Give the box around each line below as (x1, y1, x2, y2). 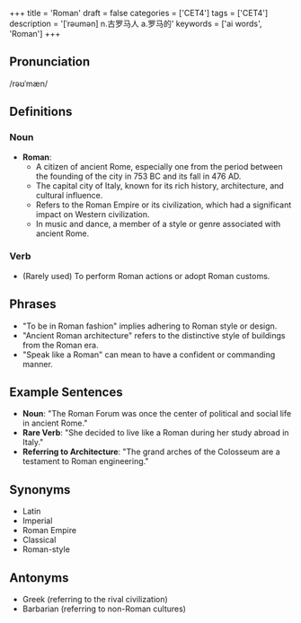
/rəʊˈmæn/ (9, 78, 48, 89)
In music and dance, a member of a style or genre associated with (35, 218, 281, 229)
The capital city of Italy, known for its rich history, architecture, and (35, 180, 285, 191)
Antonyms (9, 570, 69, 585)
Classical (22, 534, 57, 546)
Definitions (9, 104, 73, 119)
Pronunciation (9, 54, 91, 70)
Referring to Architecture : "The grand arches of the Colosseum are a (22, 446, 280, 457)
